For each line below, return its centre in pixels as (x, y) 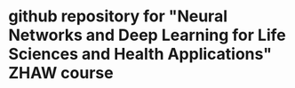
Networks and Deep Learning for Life (147, 35)
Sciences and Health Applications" (140, 54)
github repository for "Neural (118, 16)
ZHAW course (61, 73)
